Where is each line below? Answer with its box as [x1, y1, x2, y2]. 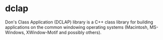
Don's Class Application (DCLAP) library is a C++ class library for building [5, 19, 154, 25]
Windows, [5, 29, 25, 35]
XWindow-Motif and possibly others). [26, 29, 102, 35]
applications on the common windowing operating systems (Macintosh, [5, 24, 149, 30]
